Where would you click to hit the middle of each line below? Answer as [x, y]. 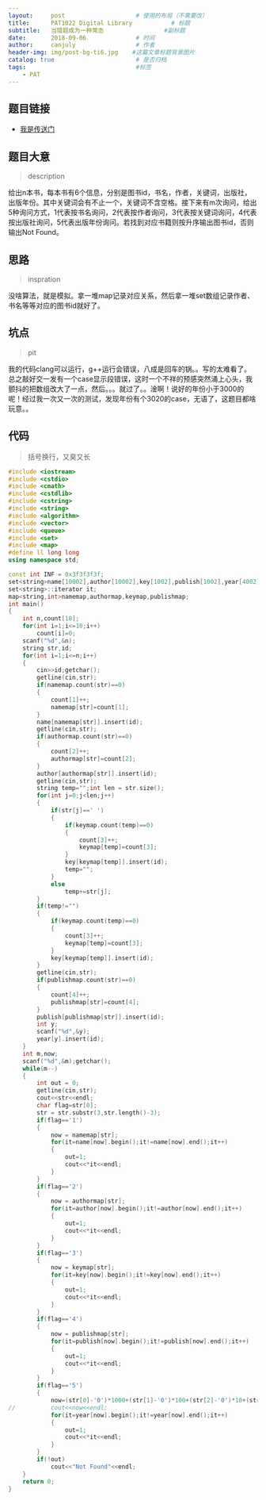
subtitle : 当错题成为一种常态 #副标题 [97, 30]
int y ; [47, 1024]
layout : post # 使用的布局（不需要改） [108, 15]
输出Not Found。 [36, 232]
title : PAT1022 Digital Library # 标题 [99, 23]
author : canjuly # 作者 [82, 45]
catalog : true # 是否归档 [87, 60]
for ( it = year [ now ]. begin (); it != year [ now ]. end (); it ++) [139, 1415]
